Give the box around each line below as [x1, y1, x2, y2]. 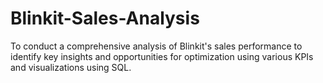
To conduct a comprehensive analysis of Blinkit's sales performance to [10, 40, 303, 52]
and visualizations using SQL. [10, 61, 132, 73]
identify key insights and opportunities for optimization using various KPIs [10, 50, 314, 62]
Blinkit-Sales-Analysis [10, 7, 200, 30]
